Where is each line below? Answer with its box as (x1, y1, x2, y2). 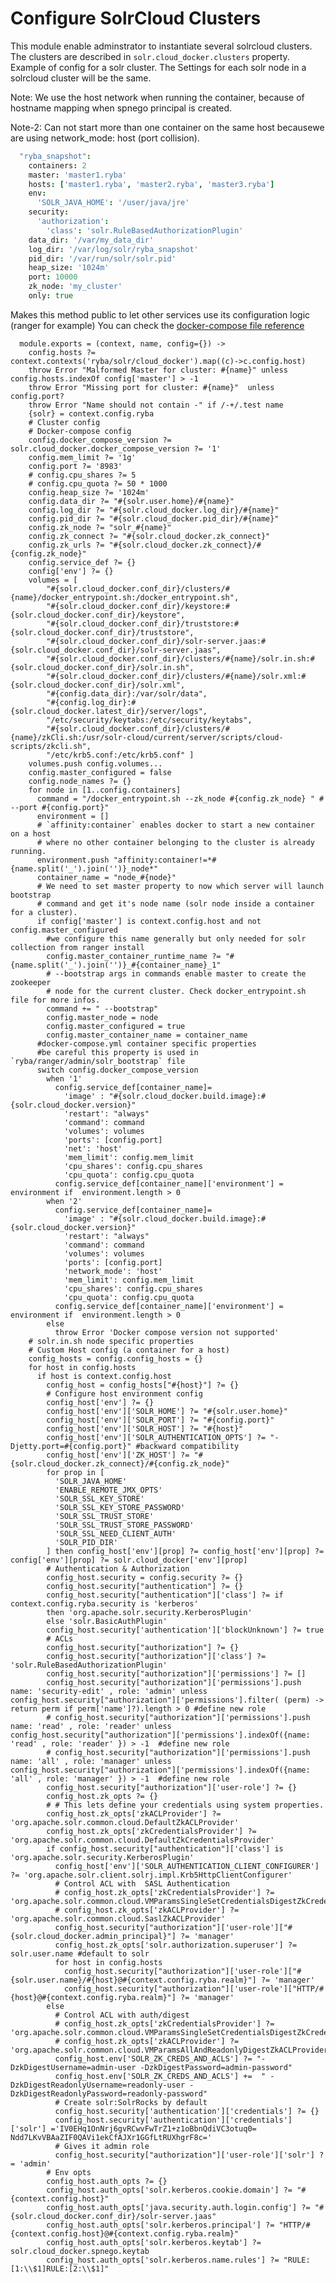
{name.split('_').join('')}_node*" (10, 863, 159, 874)
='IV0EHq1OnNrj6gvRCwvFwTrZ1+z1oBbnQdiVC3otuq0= (50, 2123, 257, 2134)
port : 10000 (28, 272, 78, 282)
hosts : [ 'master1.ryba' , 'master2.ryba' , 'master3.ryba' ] (28, 179, 275, 189)
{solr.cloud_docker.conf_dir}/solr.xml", (10, 680, 186, 690)
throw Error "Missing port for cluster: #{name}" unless (28, 382, 275, 392)
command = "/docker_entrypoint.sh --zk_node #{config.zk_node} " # (36, 793, 325, 804)
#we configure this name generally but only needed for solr (46, 933, 307, 944)
